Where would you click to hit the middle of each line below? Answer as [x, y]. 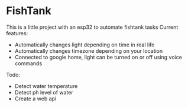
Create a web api [35, 99]
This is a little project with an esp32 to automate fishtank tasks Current [92, 27]
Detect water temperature [46, 86]
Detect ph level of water [44, 92]
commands [28, 63]
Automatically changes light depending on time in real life [85, 45]
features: [17, 33]
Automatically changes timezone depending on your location [89, 50]
